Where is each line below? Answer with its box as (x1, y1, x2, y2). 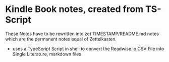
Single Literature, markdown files (12, 51, 82, 57)
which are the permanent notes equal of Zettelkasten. (5, 36, 117, 42)
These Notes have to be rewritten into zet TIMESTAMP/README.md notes (5, 30, 159, 36)
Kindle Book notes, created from (5, 3, 144, 15)
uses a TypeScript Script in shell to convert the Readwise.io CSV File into (12, 45, 164, 51)
